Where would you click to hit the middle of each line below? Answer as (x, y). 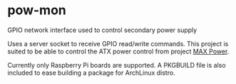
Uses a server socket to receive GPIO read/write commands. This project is (118, 43)
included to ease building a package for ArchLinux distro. (92, 73)
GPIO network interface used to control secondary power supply (102, 30)
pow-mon (37, 10)
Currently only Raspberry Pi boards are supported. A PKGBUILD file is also (117, 65)
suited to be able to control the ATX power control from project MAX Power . (118, 51)
